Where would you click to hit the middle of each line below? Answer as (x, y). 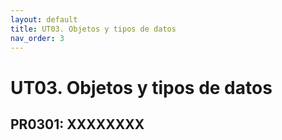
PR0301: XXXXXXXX (77, 124)
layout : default (44, 19)
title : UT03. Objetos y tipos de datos (93, 29)
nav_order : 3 (37, 38)
